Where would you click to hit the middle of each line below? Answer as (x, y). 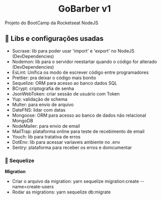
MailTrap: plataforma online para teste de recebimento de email (78, 131)
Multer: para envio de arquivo (43, 105)
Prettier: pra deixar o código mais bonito (54, 78)
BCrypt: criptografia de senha (43, 88)
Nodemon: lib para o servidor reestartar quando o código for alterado (85, 62)
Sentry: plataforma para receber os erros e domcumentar (72, 147)
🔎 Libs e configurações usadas (54, 39)
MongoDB (23, 120)
